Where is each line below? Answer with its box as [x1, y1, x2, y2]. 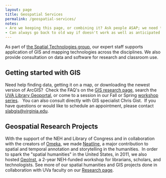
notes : [5, 21, 19, 26]
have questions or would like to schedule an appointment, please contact [5, 102, 154, 109]
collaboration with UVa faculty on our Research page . [5, 167, 114, 173]
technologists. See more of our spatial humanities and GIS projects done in [5, 162, 157, 168]
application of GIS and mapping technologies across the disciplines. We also [5, 49, 161, 55]
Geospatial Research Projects [5, 122, 98, 131]
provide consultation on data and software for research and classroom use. [5, 54, 159, 60]
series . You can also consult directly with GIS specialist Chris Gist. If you [5, 97, 156, 103]
